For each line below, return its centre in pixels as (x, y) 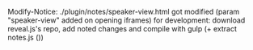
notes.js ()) (25, 37)
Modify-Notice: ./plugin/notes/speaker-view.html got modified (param (124, 12)
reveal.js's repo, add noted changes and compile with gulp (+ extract (122, 29)
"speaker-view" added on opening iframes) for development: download (126, 20)
